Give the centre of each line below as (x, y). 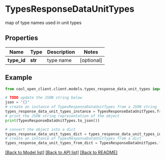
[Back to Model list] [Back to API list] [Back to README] (61, 153)
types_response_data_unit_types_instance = (50, 111)
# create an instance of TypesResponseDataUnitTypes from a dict (73, 138)
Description (61, 52)
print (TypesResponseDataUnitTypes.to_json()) (52, 120)
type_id (16, 60)
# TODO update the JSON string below (44, 98)
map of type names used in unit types (43, 23)
